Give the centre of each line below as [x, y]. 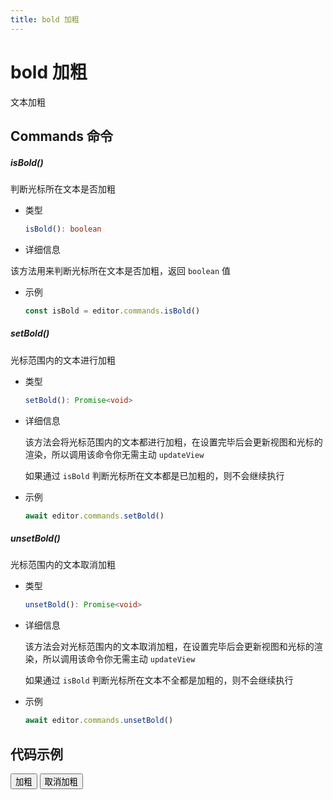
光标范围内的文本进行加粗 [63, 360]
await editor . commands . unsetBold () [99, 721]
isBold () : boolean [63, 229]
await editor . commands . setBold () [94, 516]
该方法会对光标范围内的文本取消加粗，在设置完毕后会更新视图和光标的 [169, 647]
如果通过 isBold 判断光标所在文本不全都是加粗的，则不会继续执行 [159, 680]
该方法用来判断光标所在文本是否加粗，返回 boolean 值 [120, 270]
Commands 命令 [61, 136]
